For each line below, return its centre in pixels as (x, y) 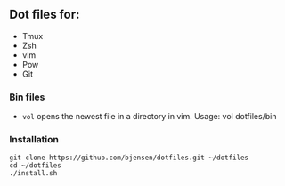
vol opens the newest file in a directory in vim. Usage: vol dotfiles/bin (149, 117)
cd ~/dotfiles (36, 166)
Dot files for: (45, 15)
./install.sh (33, 174)
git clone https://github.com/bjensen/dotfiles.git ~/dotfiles (129, 158)
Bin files (27, 97)
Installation (34, 140)
